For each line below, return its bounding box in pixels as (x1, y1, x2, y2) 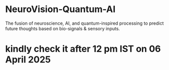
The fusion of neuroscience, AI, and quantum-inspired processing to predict (5, 20, 164, 26)
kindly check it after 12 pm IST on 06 (5, 43, 161, 55)
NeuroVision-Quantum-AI (5, 4, 116, 15)
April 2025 (5, 54, 51, 65)
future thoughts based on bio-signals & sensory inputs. (5, 25, 120, 31)
